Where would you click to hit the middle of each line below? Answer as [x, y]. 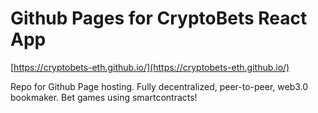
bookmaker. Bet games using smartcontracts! [104, 97]
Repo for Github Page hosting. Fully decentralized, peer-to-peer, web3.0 [159, 86]
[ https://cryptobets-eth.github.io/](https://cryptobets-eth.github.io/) [150, 67]
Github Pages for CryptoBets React [159, 18]
